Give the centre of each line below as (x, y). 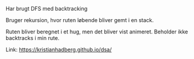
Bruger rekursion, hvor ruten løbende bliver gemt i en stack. (80, 20)
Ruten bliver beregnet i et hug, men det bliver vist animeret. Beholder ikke (97, 32)
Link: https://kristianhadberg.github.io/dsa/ (59, 49)
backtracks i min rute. (33, 38)
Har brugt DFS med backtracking (47, 9)
